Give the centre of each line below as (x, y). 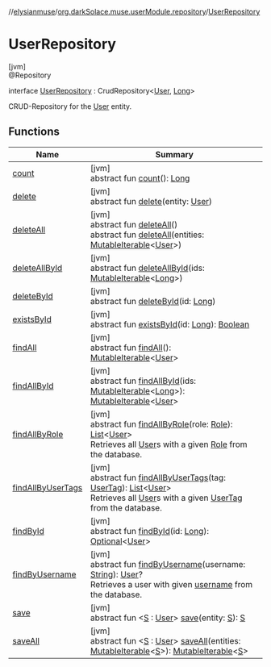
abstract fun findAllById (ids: (143, 381)
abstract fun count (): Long (140, 178)
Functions (34, 132)
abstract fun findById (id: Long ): (150, 531)
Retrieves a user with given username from (171, 584)
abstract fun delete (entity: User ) (151, 201)
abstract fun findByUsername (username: (168, 564)
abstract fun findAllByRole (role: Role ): (161, 424)
